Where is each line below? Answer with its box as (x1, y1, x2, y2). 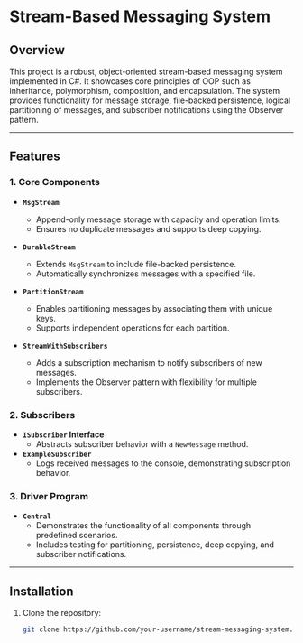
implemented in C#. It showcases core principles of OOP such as (9, 76, 251, 87)
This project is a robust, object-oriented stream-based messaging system (9, 66, 283, 77)
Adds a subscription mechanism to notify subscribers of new (35, 357, 263, 368)
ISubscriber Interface (22, 429, 105, 440)
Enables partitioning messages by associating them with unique (35, 303, 273, 313)
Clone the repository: (22, 608, 102, 619)
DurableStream (22, 242, 76, 252)
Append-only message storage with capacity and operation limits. (35, 214, 281, 225)
